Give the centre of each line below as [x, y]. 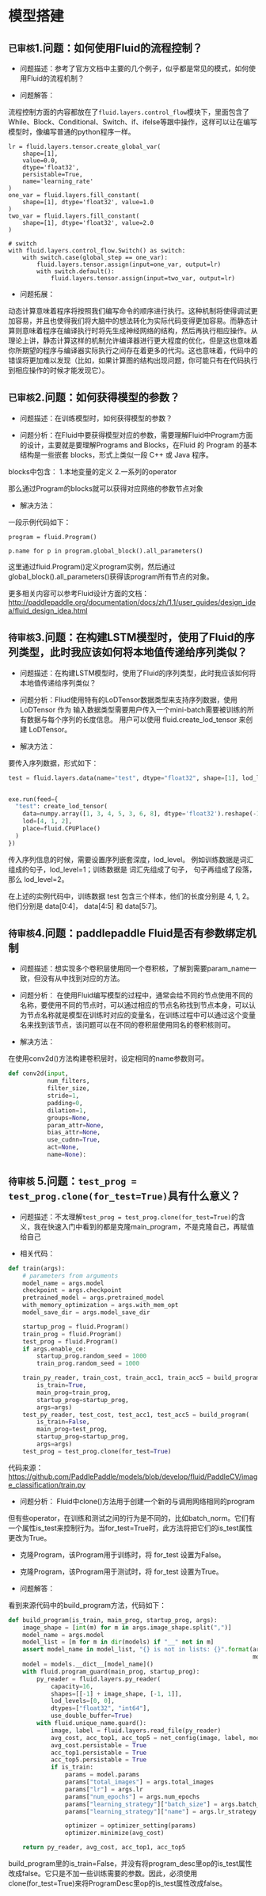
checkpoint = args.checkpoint [72, 1290]
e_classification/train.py [47, 1484]
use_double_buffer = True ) [91, 1716]
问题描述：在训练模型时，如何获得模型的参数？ [96, 418]
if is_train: [72, 1767]
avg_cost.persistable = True [99, 1745]
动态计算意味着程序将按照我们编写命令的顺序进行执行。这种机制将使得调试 [129, 311]
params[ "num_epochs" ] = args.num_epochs [132, 1797]
